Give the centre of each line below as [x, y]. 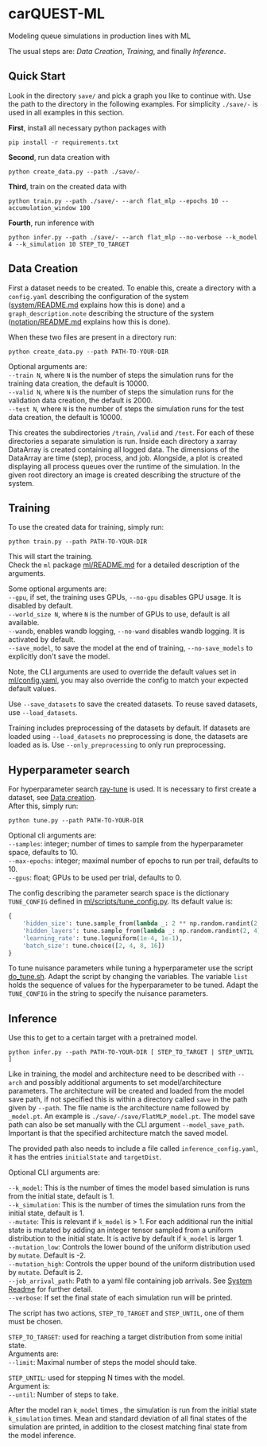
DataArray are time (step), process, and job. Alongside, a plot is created [126, 457]
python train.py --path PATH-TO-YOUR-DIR [78, 542]
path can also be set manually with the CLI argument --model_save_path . [126, 1125]
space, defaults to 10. [43, 853]
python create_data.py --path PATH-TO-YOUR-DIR [89, 352]
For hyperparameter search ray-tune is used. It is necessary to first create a [132, 789]
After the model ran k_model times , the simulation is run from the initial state [133, 1410]
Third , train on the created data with [68, 186]
